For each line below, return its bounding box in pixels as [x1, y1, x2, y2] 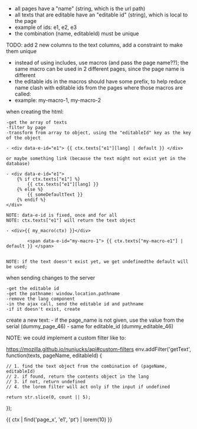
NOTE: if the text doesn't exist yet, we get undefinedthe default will [6, 259, 189, 265]
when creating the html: [6, 108, 64, 115]
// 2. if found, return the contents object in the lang [6, 374, 149, 379]
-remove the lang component [6, 296, 75, 302]
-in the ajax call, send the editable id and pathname [6, 301, 144, 307]
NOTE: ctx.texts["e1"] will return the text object [6, 217, 136, 223]
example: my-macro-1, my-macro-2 [14, 97, 101, 104]
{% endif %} [17, 197, 46, 203]
